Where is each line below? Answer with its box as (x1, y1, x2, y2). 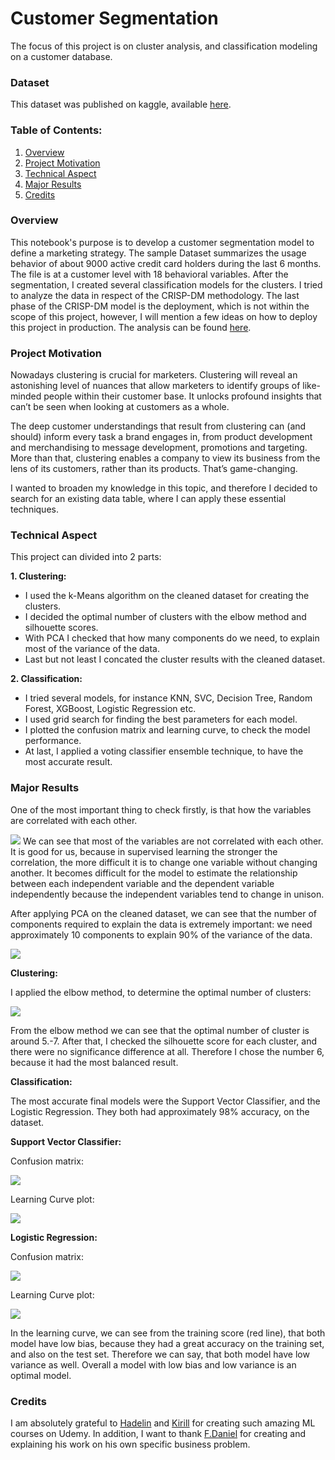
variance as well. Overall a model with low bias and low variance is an (10, 1358, 297, 1371)
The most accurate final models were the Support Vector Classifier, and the (10, 1095, 321, 1107)
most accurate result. (24, 756, 113, 768)
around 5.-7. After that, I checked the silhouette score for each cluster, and (10, 1035, 317, 1047)
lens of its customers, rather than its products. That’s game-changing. (10, 463, 298, 475)
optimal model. (10, 1369, 72, 1381)
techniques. (10, 503, 59, 516)
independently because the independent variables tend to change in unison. (10, 888, 325, 900)
